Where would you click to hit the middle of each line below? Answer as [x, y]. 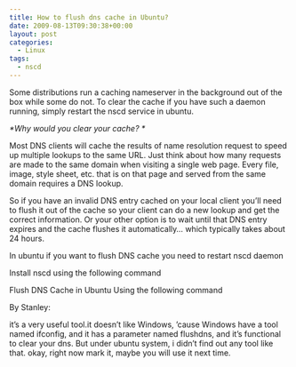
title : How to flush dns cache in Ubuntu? [89, 17]
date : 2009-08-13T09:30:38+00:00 [71, 26]
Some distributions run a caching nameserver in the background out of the [146, 92]
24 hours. [27, 238]
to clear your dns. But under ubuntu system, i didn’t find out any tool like [141, 343]
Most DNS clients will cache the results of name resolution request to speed [148, 145]
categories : [31, 42]
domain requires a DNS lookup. [66, 183]
